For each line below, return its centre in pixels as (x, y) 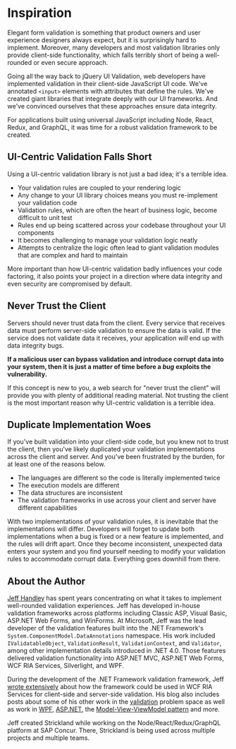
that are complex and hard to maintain (73, 255)
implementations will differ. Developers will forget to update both (101, 529)
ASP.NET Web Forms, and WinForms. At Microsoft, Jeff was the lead (107, 621)
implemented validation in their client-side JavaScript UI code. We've (107, 83)
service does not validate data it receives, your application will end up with (116, 338)
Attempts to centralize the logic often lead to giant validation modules (118, 248)
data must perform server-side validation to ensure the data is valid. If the (114, 330)
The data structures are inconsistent (70, 493)
